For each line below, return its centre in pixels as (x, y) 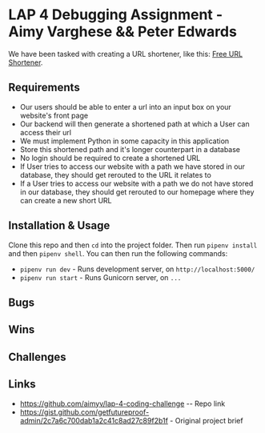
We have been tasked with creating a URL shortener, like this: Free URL (125, 54)
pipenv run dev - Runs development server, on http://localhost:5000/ (137, 269)
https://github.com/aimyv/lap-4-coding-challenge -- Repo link (122, 403)
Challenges (37, 357)
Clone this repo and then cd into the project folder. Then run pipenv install (133, 245)
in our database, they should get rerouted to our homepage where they (137, 192)
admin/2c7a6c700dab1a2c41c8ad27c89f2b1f (94, 420)
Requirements (44, 88)
